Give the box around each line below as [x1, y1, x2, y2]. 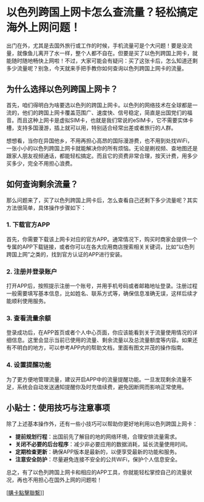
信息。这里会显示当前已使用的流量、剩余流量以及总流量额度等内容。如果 [11, 336, 192, 344]
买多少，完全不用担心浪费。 [6, 159, 76, 167]
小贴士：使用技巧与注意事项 [6, 403, 110, 413]
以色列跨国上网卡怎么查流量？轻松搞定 [6, 5, 199, 19]
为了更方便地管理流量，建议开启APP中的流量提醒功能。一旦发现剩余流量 [6, 375, 187, 383]
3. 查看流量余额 [6, 314, 52, 323]
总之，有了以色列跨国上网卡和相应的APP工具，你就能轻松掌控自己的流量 [6, 468, 187, 476]
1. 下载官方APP [6, 221, 50, 229]
